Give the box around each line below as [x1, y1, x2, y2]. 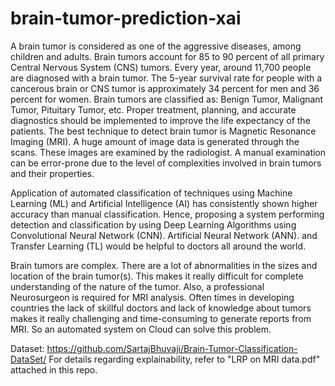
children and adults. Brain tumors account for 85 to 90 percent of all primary [10, 50, 325, 62]
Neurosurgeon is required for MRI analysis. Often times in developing [10, 291, 295, 303]
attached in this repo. [10, 363, 98, 376]
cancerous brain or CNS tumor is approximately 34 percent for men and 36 [10, 82, 320, 94]
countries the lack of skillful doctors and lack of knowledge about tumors [10, 302, 312, 314]
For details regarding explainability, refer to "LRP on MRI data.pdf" [48, 353, 321, 365]
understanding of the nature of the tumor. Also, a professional [10, 280, 265, 292]
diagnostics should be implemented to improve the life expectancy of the [10, 114, 311, 126]
